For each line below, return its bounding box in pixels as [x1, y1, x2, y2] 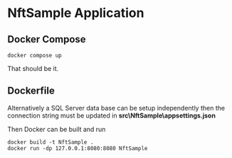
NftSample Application [7, 5, 144, 21]
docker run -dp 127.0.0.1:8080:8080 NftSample [7, 145, 148, 152]
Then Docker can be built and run [7, 125, 106, 133]
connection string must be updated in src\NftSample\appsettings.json [7, 111, 216, 120]
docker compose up [7, 52, 62, 59]
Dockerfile [7, 85, 56, 97]
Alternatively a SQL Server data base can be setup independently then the [7, 103, 226, 112]
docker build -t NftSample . [7, 138, 94, 146]
